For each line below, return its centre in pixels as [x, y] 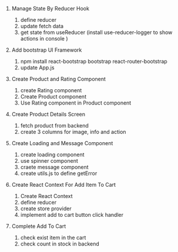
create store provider [46, 209]
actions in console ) [44, 38]
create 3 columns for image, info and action [73, 132]
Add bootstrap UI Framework [47, 50]
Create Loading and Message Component [62, 143]
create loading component [52, 154]
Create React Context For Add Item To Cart [64, 185]
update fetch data [42, 26]
